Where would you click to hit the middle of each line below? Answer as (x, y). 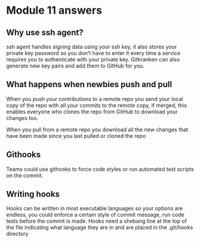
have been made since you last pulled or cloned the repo (76, 136)
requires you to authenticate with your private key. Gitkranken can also (93, 59)
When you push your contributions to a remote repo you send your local (95, 99)
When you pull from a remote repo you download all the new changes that (97, 130)
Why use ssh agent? (45, 33)
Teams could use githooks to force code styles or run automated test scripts (100, 169)
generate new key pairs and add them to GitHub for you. (75, 66)
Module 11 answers (54, 10)
